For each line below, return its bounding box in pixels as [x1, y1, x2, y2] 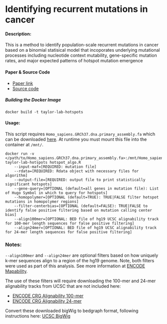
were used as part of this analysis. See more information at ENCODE [5, 263, 146, 269]
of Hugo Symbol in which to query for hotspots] [5, 190, 108, 195]
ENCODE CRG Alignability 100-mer [12, 293, 83, 299]
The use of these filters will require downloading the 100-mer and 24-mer [5, 278, 156, 284]
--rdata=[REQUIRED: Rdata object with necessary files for [14, 168, 139, 174]
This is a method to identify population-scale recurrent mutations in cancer [5, 42, 159, 48]
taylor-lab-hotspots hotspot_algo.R [5, 160, 81, 165]
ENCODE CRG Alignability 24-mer [12, 298, 82, 304]
